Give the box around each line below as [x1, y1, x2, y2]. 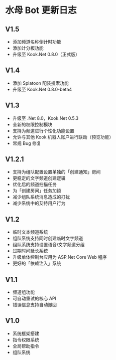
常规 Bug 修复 [12, 140, 41, 146]
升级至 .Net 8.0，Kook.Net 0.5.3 [12, 115, 79, 121]
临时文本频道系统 [12, 229, 48, 235]
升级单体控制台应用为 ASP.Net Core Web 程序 [12, 254, 107, 260]
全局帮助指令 [12, 343, 39, 349]
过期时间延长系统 [12, 248, 48, 254]
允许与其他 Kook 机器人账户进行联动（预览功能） [12, 134, 114, 140]
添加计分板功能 [12, 45, 44, 51]
